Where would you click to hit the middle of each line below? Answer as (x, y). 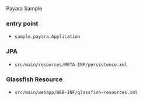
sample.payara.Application (47, 37)
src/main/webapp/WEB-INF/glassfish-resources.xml (76, 92)
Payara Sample (24, 8)
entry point (22, 23)
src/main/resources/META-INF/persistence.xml (71, 65)
